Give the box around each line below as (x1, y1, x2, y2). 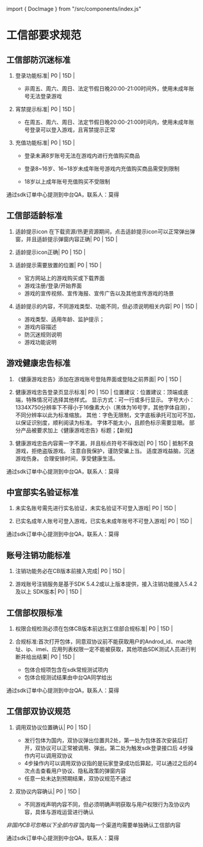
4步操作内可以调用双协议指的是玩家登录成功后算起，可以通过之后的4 (24, 759, 197, 766)
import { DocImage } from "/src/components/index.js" (6, 5, 141, 12)
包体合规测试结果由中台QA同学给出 (24, 674, 113, 681)
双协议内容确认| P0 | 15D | (15, 787, 80, 795)
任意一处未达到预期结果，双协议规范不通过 (24, 774, 132, 782)
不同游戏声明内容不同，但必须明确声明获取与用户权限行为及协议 (24, 801, 185, 808)
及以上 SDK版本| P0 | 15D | (15, 588, 82, 596)
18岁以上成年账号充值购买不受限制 (24, 178, 110, 185)
